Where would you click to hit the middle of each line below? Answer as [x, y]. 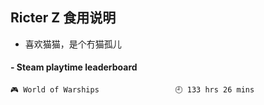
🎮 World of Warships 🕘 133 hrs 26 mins [132, 90]
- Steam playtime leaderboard [74, 67]
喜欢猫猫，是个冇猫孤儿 [73, 44]
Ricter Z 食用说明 [63, 18]
